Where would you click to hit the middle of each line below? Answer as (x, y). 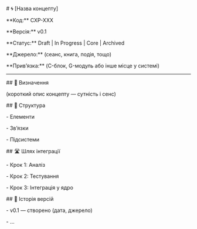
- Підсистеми (23, 139)
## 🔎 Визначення (27, 82)
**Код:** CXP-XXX (30, 20)
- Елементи (21, 117)
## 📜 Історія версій (30, 199)
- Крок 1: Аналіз (26, 165)
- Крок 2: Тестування (33, 176)
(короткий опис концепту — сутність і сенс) (61, 94)
